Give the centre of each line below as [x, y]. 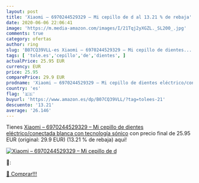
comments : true [25, 34]
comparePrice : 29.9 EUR [36, 77]
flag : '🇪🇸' [21, 94]
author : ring [22, 45]
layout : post [22, 12]
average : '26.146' [29, 110]
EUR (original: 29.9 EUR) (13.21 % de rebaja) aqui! [67, 140]
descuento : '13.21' [30, 105]
